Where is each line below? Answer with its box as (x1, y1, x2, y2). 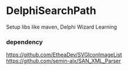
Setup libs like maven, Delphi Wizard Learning (6, 23, 117, 30)
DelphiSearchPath (6, 4, 97, 17)
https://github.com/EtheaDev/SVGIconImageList (6, 51, 122, 58)
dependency (6, 38, 43, 46)
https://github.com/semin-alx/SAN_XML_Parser (6, 57, 122, 65)
